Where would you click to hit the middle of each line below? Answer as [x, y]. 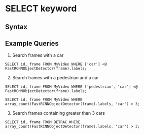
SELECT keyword [41, 9]
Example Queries [32, 43]
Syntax [16, 27]
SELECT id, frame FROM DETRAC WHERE [43, 122]
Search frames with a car [38, 55]
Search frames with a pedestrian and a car [55, 78]
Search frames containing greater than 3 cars [58, 113]
